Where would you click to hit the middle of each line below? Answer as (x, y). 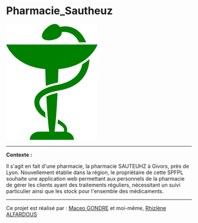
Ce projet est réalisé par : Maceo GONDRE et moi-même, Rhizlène (86, 208)
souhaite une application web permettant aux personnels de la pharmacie (95, 178)
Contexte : (19, 155)
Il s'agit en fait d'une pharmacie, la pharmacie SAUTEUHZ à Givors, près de (98, 166)
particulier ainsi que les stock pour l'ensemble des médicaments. (85, 191)
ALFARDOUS (22, 214)
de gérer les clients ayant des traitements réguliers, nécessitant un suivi (93, 185)
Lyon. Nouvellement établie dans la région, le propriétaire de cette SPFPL (95, 172)
